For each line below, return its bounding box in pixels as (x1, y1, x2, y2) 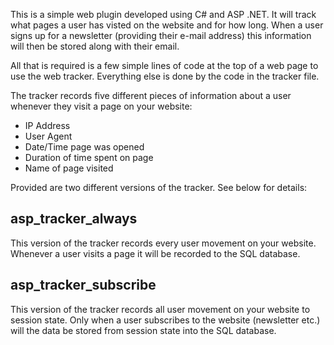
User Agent (24, 130, 73, 142)
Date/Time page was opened (24, 141, 145, 153)
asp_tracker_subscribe (10, 277, 157, 294)
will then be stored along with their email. (10, 40, 180, 52)
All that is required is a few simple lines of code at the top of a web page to (10, 60, 319, 71)
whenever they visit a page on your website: (10, 100, 193, 112)
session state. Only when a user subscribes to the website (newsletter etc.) (10, 314, 321, 326)
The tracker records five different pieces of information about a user (10, 90, 292, 101)
